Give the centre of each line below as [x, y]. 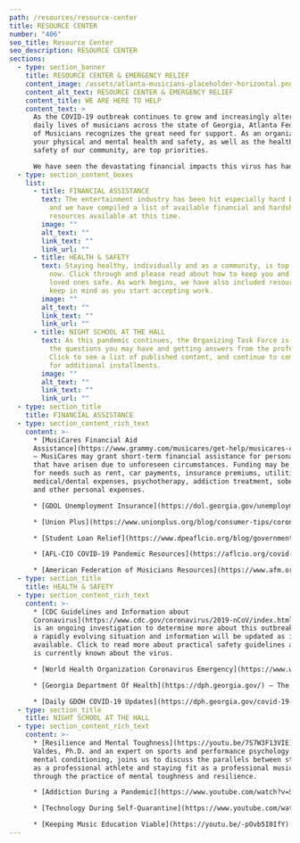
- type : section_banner [61, 68]
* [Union [49, 522]
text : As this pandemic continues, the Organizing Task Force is [166, 341]
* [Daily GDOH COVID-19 [77, 701]
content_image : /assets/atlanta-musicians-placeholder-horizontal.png [159, 84]
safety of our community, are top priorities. [121, 150]
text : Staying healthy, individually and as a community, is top [166, 266]
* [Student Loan [63, 538]
